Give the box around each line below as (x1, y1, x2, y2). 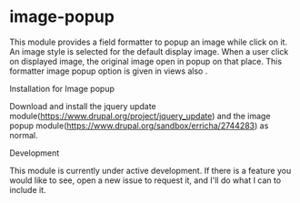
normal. (9, 129, 38, 140)
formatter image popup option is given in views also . (9, 66, 208, 76)
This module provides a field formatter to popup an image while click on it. (9, 36, 288, 47)
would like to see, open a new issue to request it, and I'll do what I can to (9, 175, 282, 186)
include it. (9, 184, 47, 195)
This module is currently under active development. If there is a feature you (9, 165, 292, 176)
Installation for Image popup (9, 83, 115, 94)
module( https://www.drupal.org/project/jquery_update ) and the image (9, 110, 271, 121)
